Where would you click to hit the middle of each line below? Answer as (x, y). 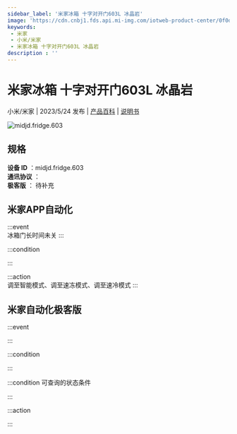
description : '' (33, 54)
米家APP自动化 (40, 210)
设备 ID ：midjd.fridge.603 (45, 167)
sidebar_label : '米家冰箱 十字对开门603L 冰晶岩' (75, 14)
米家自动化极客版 (44, 309)
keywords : (22, 27)
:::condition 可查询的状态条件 (49, 382)
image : (17, 20)
